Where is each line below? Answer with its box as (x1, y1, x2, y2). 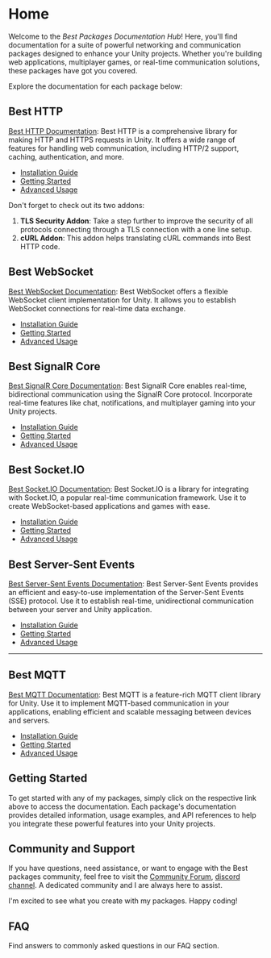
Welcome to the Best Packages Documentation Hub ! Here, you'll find (8, 31, 238, 41)
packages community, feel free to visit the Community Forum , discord (8, 872, 240, 881)
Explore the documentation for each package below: (8, 81, 183, 91)
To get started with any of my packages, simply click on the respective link (8, 793, 256, 802)
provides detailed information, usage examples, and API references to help (8, 810, 256, 819)
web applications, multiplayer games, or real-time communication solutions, (8, 57, 261, 67)
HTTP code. (19, 241, 60, 251)
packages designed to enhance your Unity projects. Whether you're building (8, 48, 263, 58)
